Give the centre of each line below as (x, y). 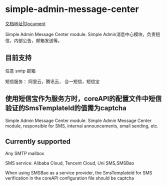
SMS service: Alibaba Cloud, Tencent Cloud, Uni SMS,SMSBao (70, 163)
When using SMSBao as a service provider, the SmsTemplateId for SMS (79, 173)
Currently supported (38, 141)
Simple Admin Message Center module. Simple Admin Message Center (78, 120)
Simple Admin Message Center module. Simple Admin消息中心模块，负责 (80, 34)
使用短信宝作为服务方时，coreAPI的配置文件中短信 (83, 99)
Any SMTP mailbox (25, 153)
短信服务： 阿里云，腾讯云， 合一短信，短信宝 (52, 81)
